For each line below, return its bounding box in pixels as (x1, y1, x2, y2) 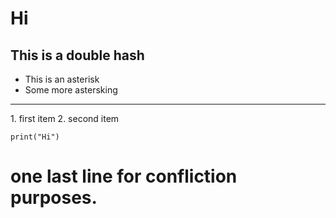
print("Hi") (10, 132, 60, 142)
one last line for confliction (10, 165, 238, 188)
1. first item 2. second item (10, 113, 120, 124)
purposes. (10, 187, 98, 209)
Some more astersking (24, 84, 118, 96)
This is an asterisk (24, 73, 100, 85)
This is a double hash (10, 47, 145, 64)
